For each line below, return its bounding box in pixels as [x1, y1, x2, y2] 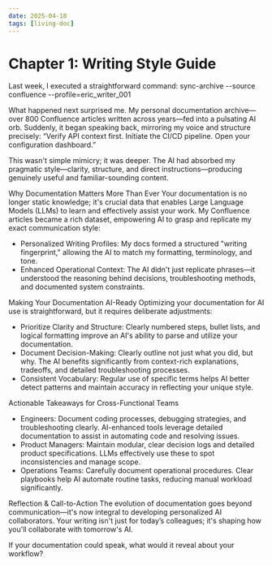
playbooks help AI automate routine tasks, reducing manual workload [19, 474, 253, 484]
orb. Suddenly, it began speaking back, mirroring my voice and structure [8, 123, 252, 132]
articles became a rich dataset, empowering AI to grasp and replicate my [8, 214, 252, 224]
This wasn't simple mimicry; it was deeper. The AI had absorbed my [8, 156, 235, 166]
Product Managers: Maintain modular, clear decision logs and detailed [19, 440, 255, 450]
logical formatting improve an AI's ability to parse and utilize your [19, 330, 238, 341]
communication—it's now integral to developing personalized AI [8, 507, 222, 517]
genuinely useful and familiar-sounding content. [8, 173, 169, 183]
